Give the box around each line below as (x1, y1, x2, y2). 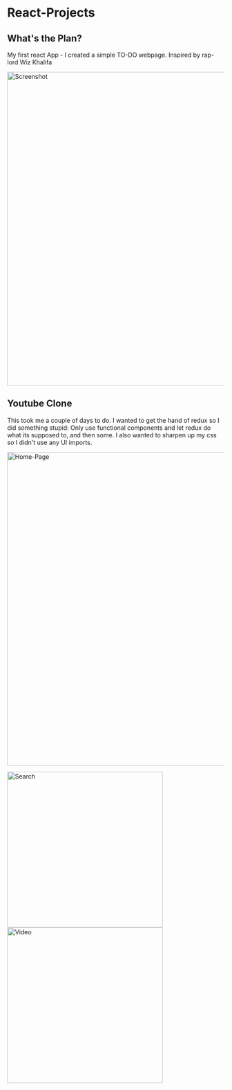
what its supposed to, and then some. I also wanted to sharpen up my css (7, 430, 217, 439)
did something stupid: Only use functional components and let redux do (7, 424, 211, 432)
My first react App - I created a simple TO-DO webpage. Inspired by (7, 51, 201, 59)
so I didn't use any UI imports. (7, 438, 93, 446)
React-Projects (7, 5, 95, 21)
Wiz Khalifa (19, 58, 52, 66)
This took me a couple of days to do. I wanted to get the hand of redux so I (7, 416, 220, 424)
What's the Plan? (7, 33, 83, 44)
